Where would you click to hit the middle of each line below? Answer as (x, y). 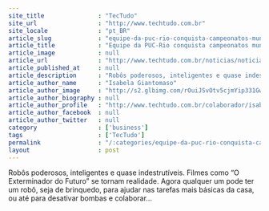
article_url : (55, 61)
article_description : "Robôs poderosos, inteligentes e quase (125, 75)
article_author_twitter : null (64, 120)
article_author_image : (55, 90)
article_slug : (55, 38)
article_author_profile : (55, 105)
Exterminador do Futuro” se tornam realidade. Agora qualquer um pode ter (131, 181)
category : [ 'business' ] (78, 128)
